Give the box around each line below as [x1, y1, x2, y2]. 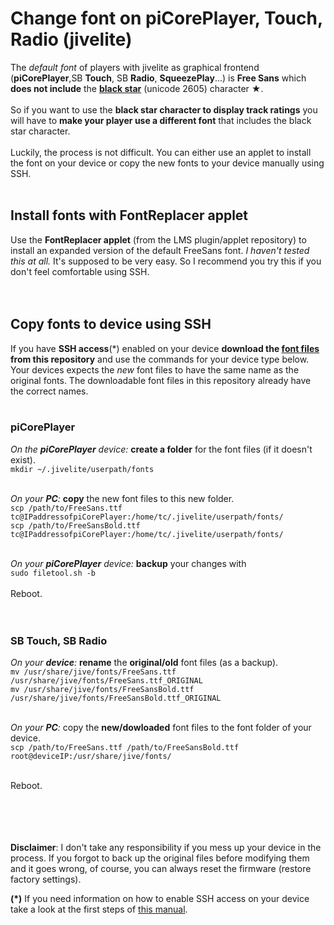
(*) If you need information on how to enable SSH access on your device [10, 893, 310, 905]
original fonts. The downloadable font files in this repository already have [10, 374, 312, 386]
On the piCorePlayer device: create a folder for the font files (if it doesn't [10, 443, 313, 455]
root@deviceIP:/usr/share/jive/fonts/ [10, 752, 172, 762]
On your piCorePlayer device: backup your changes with [10, 557, 247, 569]
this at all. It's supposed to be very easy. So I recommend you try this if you [10, 255, 322, 267]
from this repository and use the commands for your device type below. [10, 353, 310, 365]
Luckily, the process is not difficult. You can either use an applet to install [10, 146, 312, 158]
